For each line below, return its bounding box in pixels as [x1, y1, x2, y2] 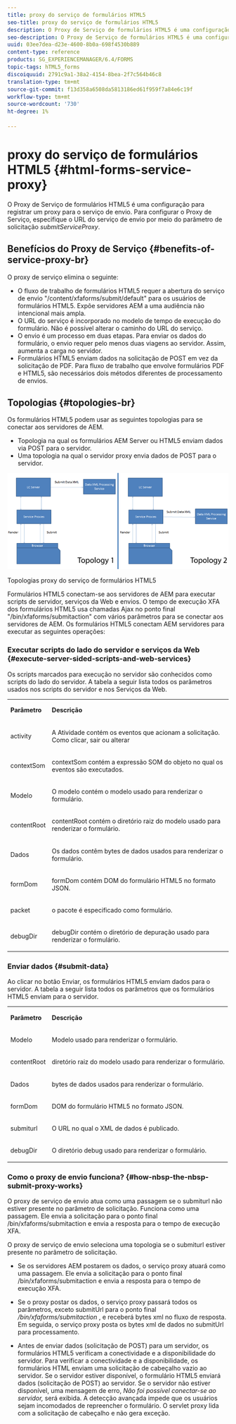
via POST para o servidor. [17, 444, 93, 453]
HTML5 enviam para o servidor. [7, 992, 99, 1001]
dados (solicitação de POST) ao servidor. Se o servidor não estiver [17, 1379, 211, 1387]
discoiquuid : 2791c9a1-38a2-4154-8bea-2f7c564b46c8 [7, 71, 162, 78]
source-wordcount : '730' [7, 101, 80, 108]
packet [10, 906, 30, 915]
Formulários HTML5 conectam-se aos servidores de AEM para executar [7, 590, 216, 599]
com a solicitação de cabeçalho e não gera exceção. [17, 1409, 171, 1418]
